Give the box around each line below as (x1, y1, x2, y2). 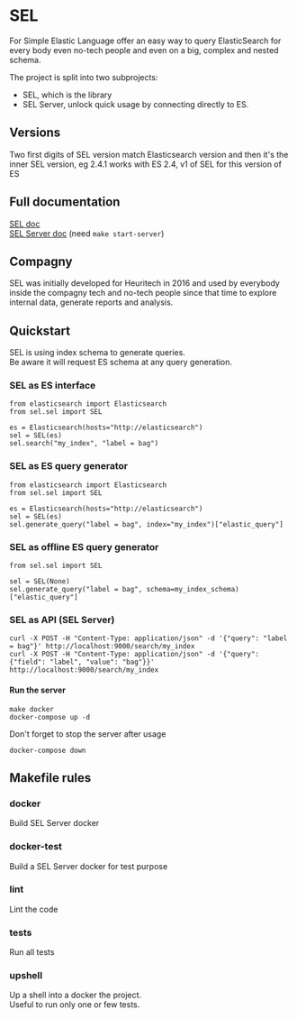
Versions (9, 125, 61, 141)
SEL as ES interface (9, 380, 96, 392)
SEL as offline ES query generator (9, 540, 159, 553)
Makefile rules (9, 770, 92, 785)
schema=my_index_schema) (146, 585, 240, 594)
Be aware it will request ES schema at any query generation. (9, 357, 232, 368)
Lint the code (9, 904, 58, 914)
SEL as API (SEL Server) (9, 614, 115, 626)
